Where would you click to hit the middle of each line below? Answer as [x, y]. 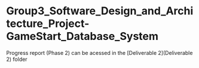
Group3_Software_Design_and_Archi [100, 11]
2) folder [17, 59]
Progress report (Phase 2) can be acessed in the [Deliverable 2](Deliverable [99, 52]
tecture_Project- [48, 24]
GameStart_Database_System [82, 36]
